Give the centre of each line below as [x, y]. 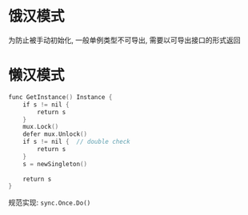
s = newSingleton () [55, 164]
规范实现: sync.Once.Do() [50, 203]
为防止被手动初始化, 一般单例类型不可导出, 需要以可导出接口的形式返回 [124, 40]
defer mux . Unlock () [55, 134]
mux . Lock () [41, 127]
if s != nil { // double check [76, 142]
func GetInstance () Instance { [60, 97]
